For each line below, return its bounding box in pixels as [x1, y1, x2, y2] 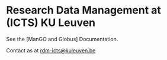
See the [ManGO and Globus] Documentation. [6, 35, 118, 42]
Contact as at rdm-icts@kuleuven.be [6, 46, 96, 54]
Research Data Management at [6, 4, 162, 17]
